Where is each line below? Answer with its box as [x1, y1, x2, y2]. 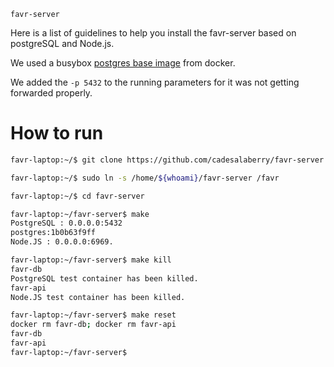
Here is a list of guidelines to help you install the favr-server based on [10, 27, 297, 39]
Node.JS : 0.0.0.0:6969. [10, 237, 114, 247]
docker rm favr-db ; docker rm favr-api [10, 320, 177, 330]
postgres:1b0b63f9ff [10, 228, 97, 238]
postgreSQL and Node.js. [10, 38, 115, 49]
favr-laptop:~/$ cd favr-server [10, 191, 145, 201]
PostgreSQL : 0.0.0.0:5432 [10, 218, 123, 229]
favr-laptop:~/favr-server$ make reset [10, 310, 177, 320]
